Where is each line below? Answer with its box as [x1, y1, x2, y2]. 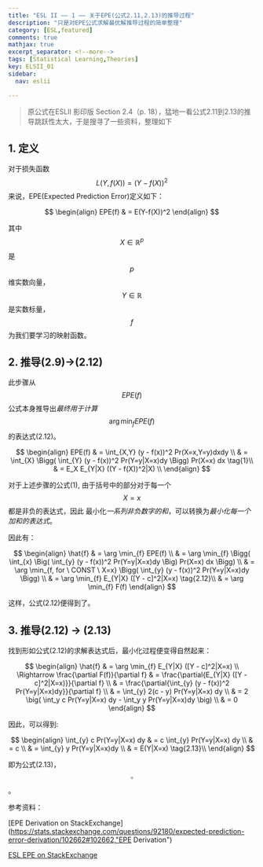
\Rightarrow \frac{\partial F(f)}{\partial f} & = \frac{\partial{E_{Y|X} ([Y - [16, 670, 247, 680]
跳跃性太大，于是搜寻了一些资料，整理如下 [34, 116, 173, 126]
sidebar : [8, 70, 37, 78]
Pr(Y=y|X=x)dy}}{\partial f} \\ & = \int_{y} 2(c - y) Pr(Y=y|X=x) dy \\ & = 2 [15, 687, 249, 696]
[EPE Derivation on [8, 818, 69, 828]
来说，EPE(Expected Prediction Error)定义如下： [8, 191, 165, 200]
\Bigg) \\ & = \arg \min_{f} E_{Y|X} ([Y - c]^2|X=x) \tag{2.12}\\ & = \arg [20, 574, 244, 583]
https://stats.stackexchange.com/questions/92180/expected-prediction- [10, 827, 245, 836]
